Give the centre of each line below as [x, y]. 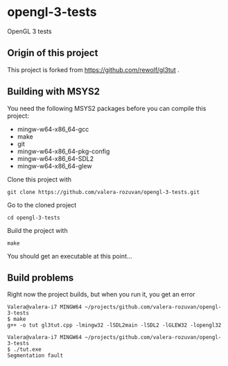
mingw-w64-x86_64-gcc [53, 129]
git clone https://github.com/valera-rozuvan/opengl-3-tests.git [103, 192]
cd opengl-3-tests [34, 218]
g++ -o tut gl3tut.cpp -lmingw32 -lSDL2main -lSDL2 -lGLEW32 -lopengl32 [114, 325]
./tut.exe [27, 350]
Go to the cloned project [42, 204]
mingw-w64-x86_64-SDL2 [55, 158]
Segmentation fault [35, 356]
